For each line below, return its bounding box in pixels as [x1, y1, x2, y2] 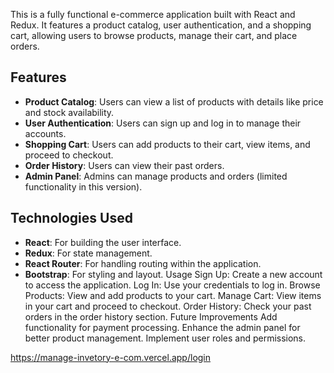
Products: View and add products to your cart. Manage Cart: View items [24, 289, 322, 301]
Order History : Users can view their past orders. [24, 159, 225, 171]
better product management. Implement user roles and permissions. [24, 332, 307, 344]
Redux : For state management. [24, 247, 153, 259]
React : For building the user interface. [24, 236, 182, 248]
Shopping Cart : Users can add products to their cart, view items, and [24, 138, 311, 150]
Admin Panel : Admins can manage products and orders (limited [24, 170, 288, 182]
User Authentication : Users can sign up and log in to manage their [24, 117, 302, 129]
